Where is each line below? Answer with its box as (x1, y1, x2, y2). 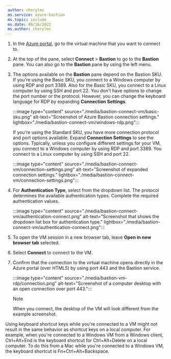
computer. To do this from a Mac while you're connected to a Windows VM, (5, 343, 164, 349)
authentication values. (12, 198, 60, 204)
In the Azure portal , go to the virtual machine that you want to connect (12, 40, 161, 47)
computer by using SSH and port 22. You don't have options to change (12, 88, 162, 94)
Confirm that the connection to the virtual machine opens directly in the (12, 260, 163, 266)
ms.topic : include (7, 17, 47, 22)
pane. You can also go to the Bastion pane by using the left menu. (12, 61, 152, 68)
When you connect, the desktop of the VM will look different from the (12, 306, 159, 312)
